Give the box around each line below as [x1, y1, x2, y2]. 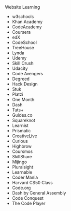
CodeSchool [12, 40, 37, 45]
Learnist [12, 123, 28, 128]
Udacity [12, 65, 28, 71]
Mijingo [12, 159, 27, 165]
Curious [12, 138, 28, 144]
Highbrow [12, 144, 32, 149]
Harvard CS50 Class [12, 180, 53, 185]
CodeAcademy [12, 24, 42, 30]
